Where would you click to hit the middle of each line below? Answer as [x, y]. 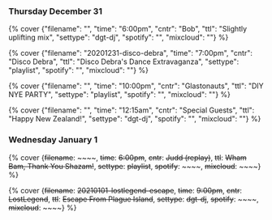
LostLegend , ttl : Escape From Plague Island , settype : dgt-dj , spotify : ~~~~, [134, 199]
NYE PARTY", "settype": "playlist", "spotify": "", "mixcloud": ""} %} [120, 95]
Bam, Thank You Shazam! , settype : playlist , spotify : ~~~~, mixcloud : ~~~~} [135, 166]
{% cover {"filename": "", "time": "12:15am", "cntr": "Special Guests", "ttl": [132, 110]
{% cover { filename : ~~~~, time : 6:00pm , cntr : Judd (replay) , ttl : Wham [128, 157]
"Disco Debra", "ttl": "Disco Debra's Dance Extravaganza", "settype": [124, 61]
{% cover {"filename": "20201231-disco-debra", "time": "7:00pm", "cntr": [131, 53]
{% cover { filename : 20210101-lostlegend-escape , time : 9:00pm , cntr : [125, 190]
